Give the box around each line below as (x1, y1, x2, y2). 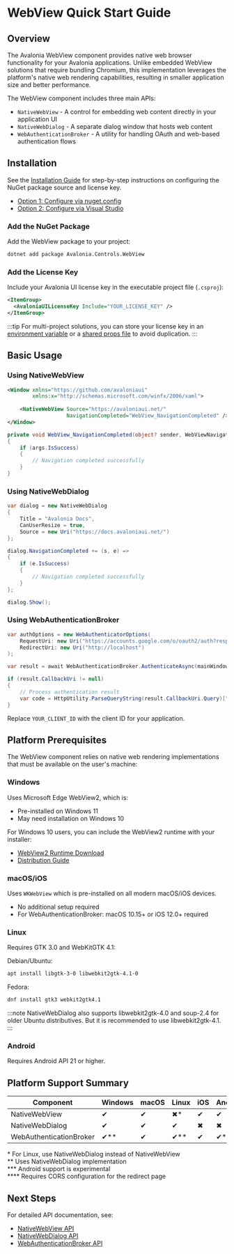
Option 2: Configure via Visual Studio (17, 204, 124, 212)
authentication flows (17, 137, 77, 146)
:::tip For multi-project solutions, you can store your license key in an (7, 322, 204, 330)
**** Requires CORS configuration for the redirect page (7, 1172, 166, 1181)
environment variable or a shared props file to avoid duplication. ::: (7, 329, 198, 338)
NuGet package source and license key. (7, 183, 122, 191)
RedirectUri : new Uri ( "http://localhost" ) (19, 644, 145, 651)
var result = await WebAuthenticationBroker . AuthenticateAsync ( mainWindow (7, 663, 229, 670)
